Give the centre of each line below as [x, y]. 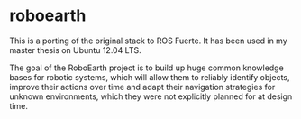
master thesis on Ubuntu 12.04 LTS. [75, 50]
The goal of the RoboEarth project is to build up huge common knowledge [146, 68]
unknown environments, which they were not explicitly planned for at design [151, 96]
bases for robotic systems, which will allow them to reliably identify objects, [150, 77]
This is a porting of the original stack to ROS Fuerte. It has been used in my [149, 41]
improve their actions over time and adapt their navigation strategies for [142, 87]
